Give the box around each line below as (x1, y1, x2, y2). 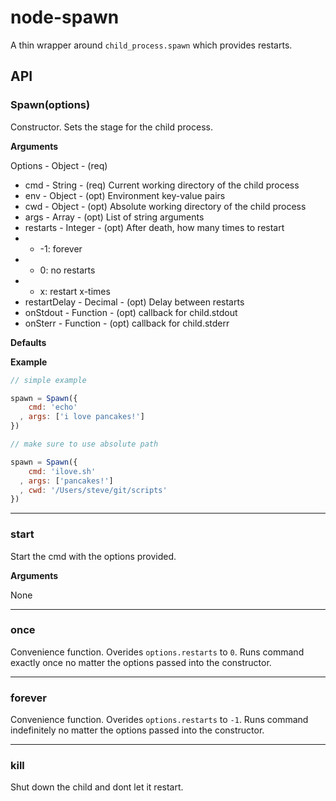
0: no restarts (39, 264, 96, 276)
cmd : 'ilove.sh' (28, 466, 97, 476)
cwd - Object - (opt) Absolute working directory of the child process (24, 200, 307, 212)
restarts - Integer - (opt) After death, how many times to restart (24, 221, 285, 233)
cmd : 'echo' (28, 402, 78, 413)
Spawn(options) (10, 98, 91, 112)
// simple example (10, 375, 87, 385)
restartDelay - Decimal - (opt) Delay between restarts (24, 296, 245, 308)
